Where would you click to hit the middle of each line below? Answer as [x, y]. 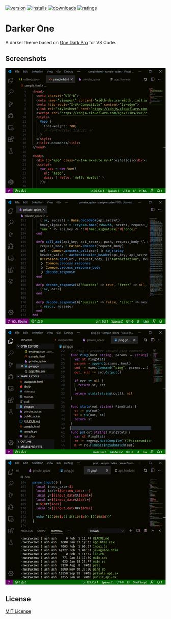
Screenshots [26, 59]
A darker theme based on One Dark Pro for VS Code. [61, 42]
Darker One [30, 29]
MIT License [18, 611]
